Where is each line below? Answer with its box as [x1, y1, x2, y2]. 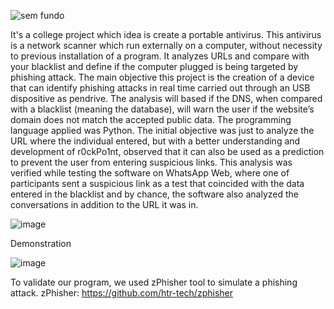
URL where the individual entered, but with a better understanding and [10, 135, 301, 147]
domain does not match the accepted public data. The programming [10, 114, 292, 125]
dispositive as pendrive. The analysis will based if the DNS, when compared [10, 93, 323, 104]
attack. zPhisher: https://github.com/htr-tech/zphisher [10, 287, 233, 299]
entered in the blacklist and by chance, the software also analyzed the [10, 188, 299, 200]
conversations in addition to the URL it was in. [10, 199, 199, 210]
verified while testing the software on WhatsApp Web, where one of [10, 167, 290, 179]
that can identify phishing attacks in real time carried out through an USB [10, 82, 311, 94]
